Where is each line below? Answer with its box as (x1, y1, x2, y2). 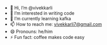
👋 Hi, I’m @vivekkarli (10, 5, 53, 11)
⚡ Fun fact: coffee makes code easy (10, 34, 85, 40)
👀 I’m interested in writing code (10, 10, 74, 16)
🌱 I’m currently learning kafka (10, 16, 71, 21)
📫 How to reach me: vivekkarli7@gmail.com (10, 21, 102, 27)
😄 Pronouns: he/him (10, 28, 53, 34)
